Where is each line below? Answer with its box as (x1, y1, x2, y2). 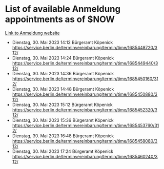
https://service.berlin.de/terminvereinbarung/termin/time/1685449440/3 (12, 60, 158, 66)
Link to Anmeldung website (5, 30, 60, 36)
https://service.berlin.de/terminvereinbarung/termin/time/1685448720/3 (12, 44, 158, 50)
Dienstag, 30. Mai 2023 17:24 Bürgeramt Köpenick (12, 148, 114, 154)
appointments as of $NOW (5, 14, 115, 25)
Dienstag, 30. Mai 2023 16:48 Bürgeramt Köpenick (12, 133, 114, 139)
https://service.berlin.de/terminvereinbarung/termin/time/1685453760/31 (12, 122, 159, 128)
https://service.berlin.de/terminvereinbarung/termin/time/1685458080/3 (12, 138, 158, 144)
